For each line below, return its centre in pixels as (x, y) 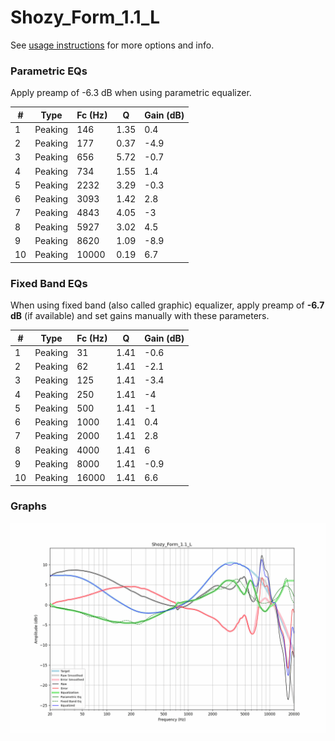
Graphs (28, 506)
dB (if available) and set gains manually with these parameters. (140, 316)
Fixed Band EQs (49, 283)
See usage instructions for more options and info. (112, 45)
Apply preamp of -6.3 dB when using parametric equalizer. (131, 93)
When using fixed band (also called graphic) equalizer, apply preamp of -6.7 (167, 305)
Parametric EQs (49, 71)
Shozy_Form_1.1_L (85, 17)
